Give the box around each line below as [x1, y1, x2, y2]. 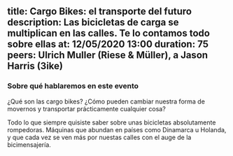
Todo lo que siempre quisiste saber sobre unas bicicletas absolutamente [7, 118, 216, 127]
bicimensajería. [7, 140, 51, 149]
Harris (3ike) [7, 60, 63, 72]
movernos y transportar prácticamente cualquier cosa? [7, 104, 166, 113]
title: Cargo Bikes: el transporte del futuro [7, 6, 192, 17]
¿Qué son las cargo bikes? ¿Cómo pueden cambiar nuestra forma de [7, 97, 205, 106]
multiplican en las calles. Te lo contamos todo [7, 27, 210, 39]
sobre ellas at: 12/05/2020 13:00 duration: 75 [7, 38, 209, 50]
